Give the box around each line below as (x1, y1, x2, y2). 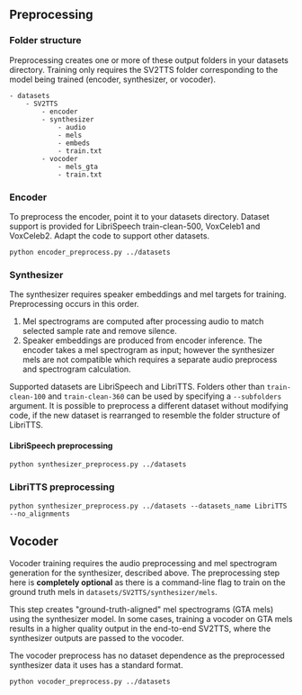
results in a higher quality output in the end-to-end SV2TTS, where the (9, 623, 271, 634)
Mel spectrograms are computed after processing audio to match (22, 316, 264, 327)
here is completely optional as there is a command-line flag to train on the (9, 576, 286, 588)
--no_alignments (9, 509, 70, 519)
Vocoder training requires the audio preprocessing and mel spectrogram (9, 557, 278, 568)
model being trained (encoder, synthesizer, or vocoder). (9, 74, 217, 85)
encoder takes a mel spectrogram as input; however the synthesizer (22, 345, 275, 356)
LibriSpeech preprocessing (9, 440, 113, 451)
